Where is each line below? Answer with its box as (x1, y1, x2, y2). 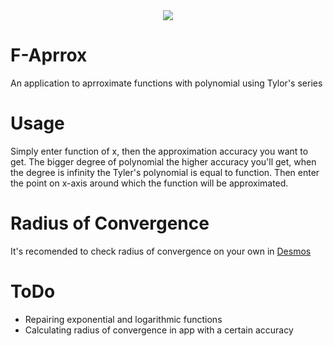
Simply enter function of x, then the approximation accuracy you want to (10, 145, 309, 157)
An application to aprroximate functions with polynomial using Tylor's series (10, 77, 323, 89)
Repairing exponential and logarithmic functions (24, 313, 223, 325)
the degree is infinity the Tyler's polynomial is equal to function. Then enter (10, 166, 320, 178)
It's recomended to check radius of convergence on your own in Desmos (10, 245, 312, 257)
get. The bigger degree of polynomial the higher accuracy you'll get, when (10, 155, 317, 168)
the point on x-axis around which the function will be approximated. (10, 177, 289, 189)
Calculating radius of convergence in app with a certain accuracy (24, 324, 294, 336)
